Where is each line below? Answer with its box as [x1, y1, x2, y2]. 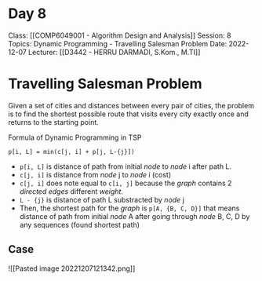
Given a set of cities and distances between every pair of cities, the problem [8, 100, 255, 110]
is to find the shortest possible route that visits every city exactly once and [8, 109, 249, 119]
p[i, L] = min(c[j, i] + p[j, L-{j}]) [8, 148, 135, 155]
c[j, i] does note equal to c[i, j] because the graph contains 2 [19, 178, 232, 188]
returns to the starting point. [8, 117, 100, 126]
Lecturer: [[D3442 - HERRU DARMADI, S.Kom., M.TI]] [28, 47, 201, 57]
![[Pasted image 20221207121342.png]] [8, 264, 136, 273]
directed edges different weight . [19, 186, 124, 196]
